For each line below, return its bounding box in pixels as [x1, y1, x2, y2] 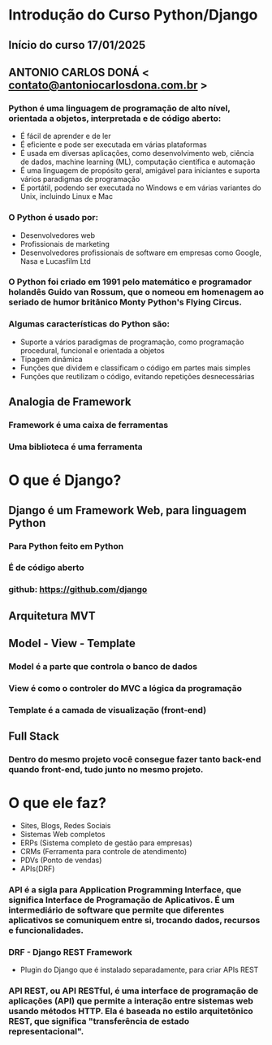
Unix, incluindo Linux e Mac [19, 192, 114, 201]
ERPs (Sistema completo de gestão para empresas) [19, 838, 192, 848]
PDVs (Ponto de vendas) [19, 855, 102, 866]
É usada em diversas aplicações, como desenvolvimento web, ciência [19, 149, 254, 158]
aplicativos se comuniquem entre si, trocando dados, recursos [8, 915, 261, 926]
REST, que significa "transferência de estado [8, 1016, 189, 1027]
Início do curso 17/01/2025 [8, 38, 146, 52]
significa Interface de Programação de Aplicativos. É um [8, 895, 235, 906]
